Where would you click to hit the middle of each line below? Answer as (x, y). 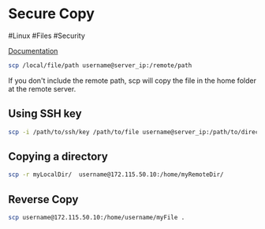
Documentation (33, 51)
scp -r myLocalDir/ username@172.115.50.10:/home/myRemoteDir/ (116, 175)
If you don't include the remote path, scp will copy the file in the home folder (132, 81)
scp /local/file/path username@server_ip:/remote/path (100, 65)
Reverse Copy (43, 199)
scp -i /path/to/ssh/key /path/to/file (74, 132)
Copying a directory (58, 156)
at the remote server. (42, 88)
